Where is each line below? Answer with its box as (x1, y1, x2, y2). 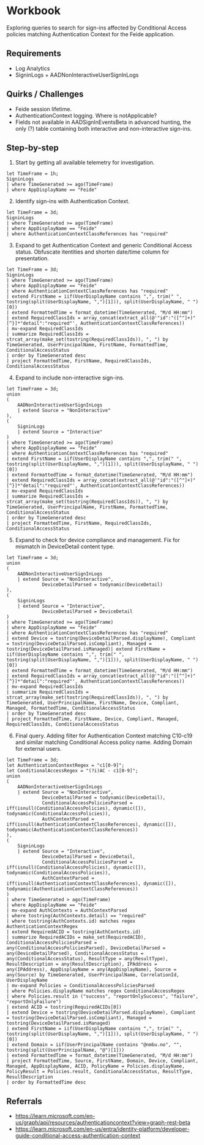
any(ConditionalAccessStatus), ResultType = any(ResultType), (6, 956, 168, 962)
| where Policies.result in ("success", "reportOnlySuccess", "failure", (6, 993, 199, 999)
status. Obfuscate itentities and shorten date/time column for (15, 248, 170, 255)
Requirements (6, 49, 61, 59)
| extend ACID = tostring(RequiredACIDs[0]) (6, 1004, 122, 1011)
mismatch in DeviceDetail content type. (15, 543, 115, 550)
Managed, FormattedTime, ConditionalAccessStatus (6, 705, 136, 712)
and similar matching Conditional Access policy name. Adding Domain (15, 739, 192, 746)
